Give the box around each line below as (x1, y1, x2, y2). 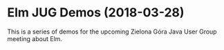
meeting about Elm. (7, 34, 63, 42)
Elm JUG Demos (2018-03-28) (7, 5, 185, 21)
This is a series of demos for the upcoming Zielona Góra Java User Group (7, 27, 217, 36)
